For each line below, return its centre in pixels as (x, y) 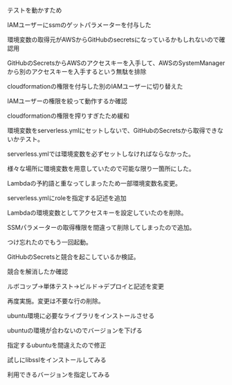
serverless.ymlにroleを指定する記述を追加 (67, 198)
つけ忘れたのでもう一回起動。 (50, 242)
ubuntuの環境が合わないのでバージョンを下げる (75, 330)
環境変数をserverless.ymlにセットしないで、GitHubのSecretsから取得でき (113, 131)
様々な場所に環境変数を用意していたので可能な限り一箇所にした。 (101, 169)
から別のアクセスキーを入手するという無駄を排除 (77, 72)
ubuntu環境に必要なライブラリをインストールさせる (81, 316)
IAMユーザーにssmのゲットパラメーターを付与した (79, 25)
